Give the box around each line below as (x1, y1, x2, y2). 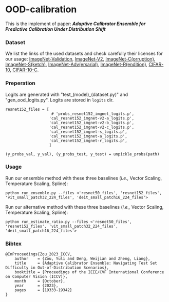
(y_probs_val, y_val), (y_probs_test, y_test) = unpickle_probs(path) (5, 151, 160, 157)
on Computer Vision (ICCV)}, (5, 274, 68, 279)
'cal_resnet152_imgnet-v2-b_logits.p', (49, 120, 135, 125)
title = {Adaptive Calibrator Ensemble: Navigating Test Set (14, 260, 158, 266)
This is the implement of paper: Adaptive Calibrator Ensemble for (5, 21, 146, 27)
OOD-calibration (5, 4, 77, 15)
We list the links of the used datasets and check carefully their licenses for (5, 50, 163, 57)
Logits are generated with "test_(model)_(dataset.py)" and (5, 91, 128, 97)
